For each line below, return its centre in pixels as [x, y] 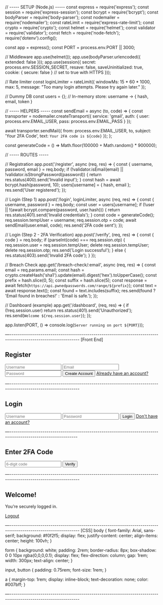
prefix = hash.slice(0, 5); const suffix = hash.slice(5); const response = [76, 280]
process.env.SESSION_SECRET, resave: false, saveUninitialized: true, [74, 67]
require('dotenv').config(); [31, 38]
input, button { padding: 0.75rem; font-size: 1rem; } [56, 570]
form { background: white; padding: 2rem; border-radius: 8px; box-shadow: [81, 550]
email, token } [19, 101]
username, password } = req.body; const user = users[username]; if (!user [80, 205]
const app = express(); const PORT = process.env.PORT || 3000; [70, 47]
